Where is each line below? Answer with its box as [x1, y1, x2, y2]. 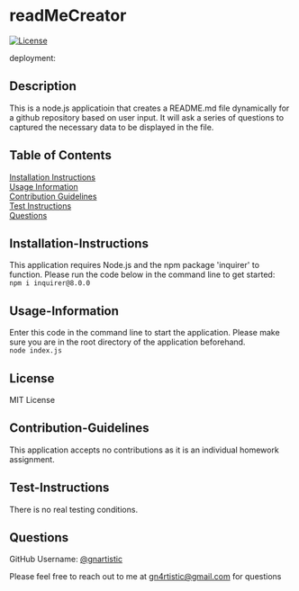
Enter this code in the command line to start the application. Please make [9, 327, 281, 338]
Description [9, 78, 77, 94]
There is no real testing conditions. [9, 504, 138, 515]
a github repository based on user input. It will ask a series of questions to [9, 112, 285, 122]
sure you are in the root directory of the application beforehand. [9, 336, 246, 347]
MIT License [9, 395, 56, 405]
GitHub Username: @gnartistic [9, 554, 123, 565]
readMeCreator [9, 5, 127, 26]
